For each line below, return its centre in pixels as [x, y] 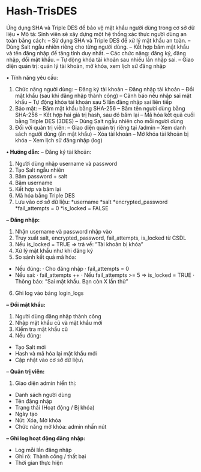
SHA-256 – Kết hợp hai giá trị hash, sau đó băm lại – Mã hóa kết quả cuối [105, 115]
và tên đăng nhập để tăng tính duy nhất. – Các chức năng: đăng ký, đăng [96, 53]
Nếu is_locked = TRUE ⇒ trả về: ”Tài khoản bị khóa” [79, 244]
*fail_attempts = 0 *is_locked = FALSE [62, 208]
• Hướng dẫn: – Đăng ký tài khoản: [49, 152]
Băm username [34, 183]
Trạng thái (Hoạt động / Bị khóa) [55, 407]
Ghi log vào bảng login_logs [49, 293]
